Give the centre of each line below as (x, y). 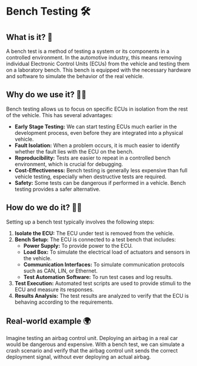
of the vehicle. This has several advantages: (59, 115)
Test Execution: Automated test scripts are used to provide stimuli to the (103, 283)
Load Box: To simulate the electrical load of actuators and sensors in (106, 252)
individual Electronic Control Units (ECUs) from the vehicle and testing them (98, 64)
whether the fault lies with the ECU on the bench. (74, 151)
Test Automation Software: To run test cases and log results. (98, 277)
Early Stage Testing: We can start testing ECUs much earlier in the (96, 127)
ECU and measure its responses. (54, 290)
